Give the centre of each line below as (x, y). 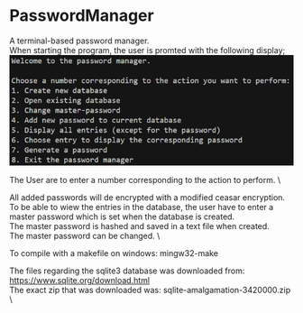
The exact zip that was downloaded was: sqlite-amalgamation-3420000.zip (150, 290)
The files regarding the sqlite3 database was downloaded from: (127, 271)
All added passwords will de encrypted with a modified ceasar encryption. (147, 198)
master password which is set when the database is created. (122, 216)
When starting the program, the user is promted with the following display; (147, 50)
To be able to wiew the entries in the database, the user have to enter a (142, 207)
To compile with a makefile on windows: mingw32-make (114, 253)
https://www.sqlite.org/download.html (80, 281)
